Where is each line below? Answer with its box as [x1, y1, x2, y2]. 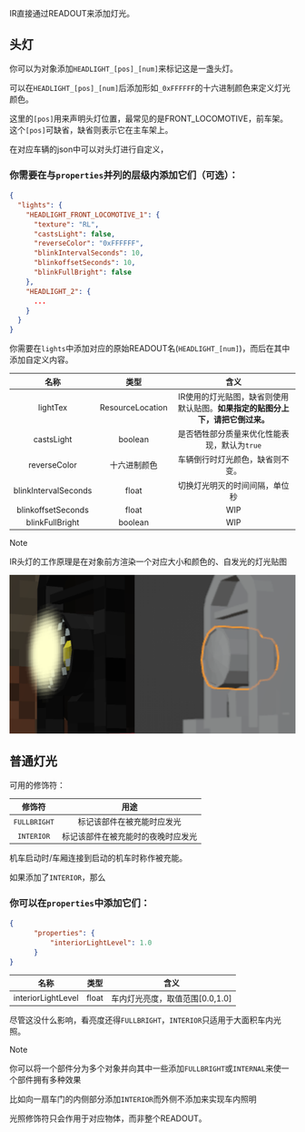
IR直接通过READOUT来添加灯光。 [9, 8, 135, 18]
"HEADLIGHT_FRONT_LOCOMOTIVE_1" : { [25, 210, 161, 219]
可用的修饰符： [9, 779, 65, 790]
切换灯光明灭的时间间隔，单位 [177, 480, 290, 490]
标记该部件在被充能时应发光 [77, 816, 182, 827]
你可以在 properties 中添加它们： [9, 897, 151, 910]
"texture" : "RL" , [33, 219, 100, 229]
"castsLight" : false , [33, 229, 116, 238]
